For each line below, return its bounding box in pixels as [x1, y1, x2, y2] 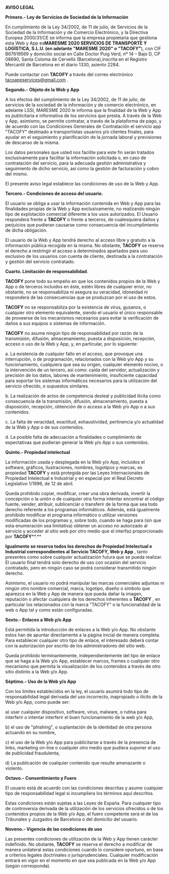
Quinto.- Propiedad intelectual [5, 449, 71, 455]
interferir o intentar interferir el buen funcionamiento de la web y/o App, [5, 714, 154, 720]
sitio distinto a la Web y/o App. [5, 669, 69, 674]
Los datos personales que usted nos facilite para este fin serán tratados [5, 149, 155, 155]
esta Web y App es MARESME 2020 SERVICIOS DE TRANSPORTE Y [5, 40, 147, 46]
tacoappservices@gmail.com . [5, 77, 69, 83]
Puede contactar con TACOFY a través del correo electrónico [5, 71, 133, 78]
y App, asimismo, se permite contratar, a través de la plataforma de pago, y [5, 118, 162, 124]
